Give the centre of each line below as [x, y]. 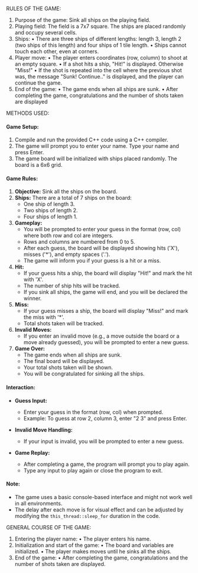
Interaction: [21, 387]
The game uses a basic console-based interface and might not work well [103, 497]
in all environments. [38, 503]
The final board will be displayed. [64, 361]
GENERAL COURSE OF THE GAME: [49, 527]
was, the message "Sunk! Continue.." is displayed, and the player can [99, 77]
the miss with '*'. [44, 317]
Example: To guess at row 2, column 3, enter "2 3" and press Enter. [105, 418]
